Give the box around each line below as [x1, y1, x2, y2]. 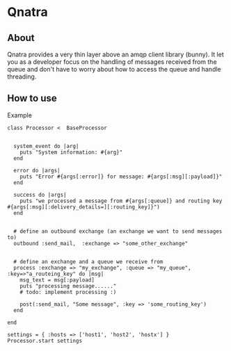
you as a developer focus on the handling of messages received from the [7, 58, 217, 66]
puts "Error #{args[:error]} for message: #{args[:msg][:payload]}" [19, 173, 223, 180]
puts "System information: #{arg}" [19, 149, 123, 156]
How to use [7, 92, 57, 104]
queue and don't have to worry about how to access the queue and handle [7, 65, 221, 73]
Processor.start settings [7, 337, 82, 344]
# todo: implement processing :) [19, 288, 117, 295]
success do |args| [13, 191, 67, 198]
